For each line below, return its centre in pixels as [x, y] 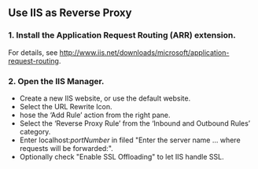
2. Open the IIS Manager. [56, 81]
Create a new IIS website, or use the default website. [105, 98]
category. [35, 131]
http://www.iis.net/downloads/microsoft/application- [144, 52]
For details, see [33, 52]
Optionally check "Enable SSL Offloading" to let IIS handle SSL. [122, 156]
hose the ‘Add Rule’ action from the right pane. [95, 115]
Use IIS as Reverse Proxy [70, 13]
